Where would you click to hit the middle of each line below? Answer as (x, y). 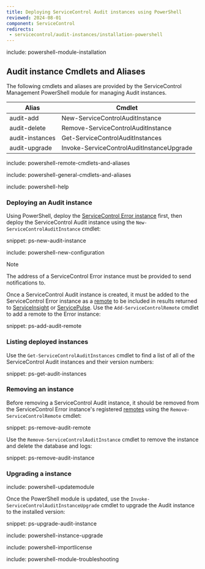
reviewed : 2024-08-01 (34, 18)
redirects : (20, 29)
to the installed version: (36, 512)
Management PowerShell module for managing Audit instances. (87, 92)
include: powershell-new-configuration (56, 253)
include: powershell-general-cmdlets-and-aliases (69, 174)
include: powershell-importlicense (49, 548)
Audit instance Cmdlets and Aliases (76, 71)
